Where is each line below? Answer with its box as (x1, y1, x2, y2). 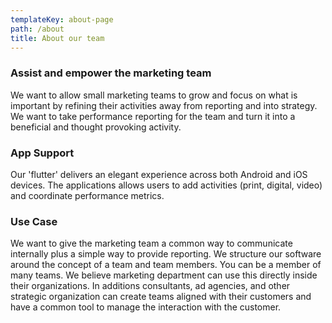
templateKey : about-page (10, 14, 114, 25)
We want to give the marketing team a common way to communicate (10, 237, 293, 250)
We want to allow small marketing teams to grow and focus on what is (10, 89, 298, 101)
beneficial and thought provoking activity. (10, 121, 182, 133)
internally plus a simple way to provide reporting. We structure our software (10, 248, 322, 260)
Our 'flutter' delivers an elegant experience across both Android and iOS (10, 168, 308, 180)
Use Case (10, 214, 58, 228)
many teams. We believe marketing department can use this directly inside (10, 269, 318, 281)
